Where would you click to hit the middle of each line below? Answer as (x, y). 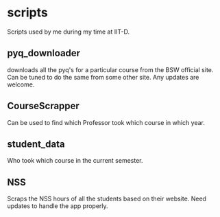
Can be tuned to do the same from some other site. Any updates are (103, 77)
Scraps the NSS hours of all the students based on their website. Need (107, 199)
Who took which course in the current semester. (75, 161)
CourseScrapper (44, 106)
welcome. (21, 84)
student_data (36, 144)
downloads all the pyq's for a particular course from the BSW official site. (110, 69)
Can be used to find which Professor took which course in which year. (106, 122)
